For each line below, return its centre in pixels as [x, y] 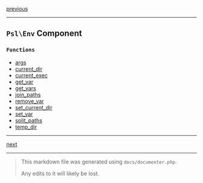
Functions [21, 50]
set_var [24, 114]
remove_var [29, 101]
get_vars [25, 88]
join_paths [28, 95]
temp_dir [26, 127]
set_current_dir [34, 107]
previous [17, 9]
